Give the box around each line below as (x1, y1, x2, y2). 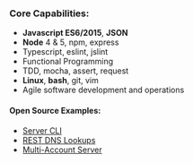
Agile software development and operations (22, 84, 185, 96)
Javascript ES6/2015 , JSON (22, 28, 128, 39)
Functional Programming (22, 56, 114, 67)
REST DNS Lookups (22, 134, 96, 145)
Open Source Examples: (9, 105, 101, 116)
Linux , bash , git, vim (22, 75, 99, 86)
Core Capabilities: (9, 7, 90, 20)
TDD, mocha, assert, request (22, 65, 129, 76)
